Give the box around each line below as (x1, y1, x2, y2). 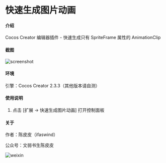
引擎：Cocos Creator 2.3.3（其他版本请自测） (5, 82, 100, 88)
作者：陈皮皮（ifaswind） (5, 131, 58, 138)
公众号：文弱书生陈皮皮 (5, 142, 54, 148)
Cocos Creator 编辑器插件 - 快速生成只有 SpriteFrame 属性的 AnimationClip (5, 35, 161, 41)
